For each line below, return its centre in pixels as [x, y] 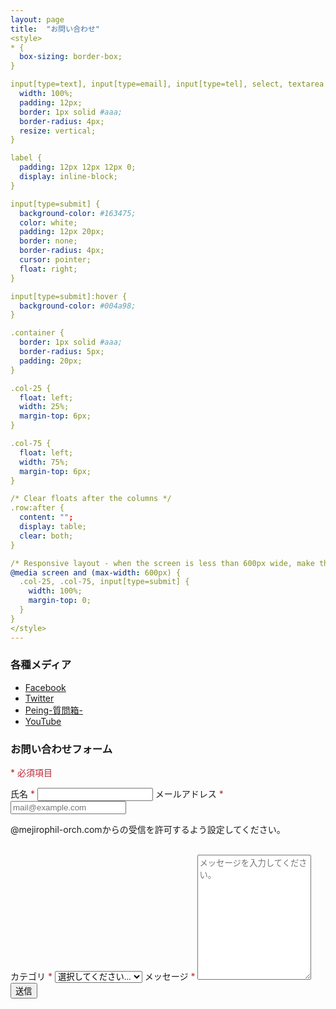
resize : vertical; [58, 131]
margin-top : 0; [60, 601]
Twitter [39, 698]
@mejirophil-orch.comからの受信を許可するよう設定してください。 [148, 830]
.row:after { [37, 508]
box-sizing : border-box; [71, 57]
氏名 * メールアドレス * [117, 794]
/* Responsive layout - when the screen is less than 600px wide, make [162, 563]
